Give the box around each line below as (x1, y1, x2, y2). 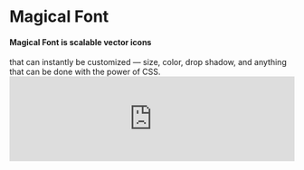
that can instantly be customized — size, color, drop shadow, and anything (9, 57, 287, 68)
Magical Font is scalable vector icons (9, 36, 152, 47)
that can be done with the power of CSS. (9, 66, 161, 78)
